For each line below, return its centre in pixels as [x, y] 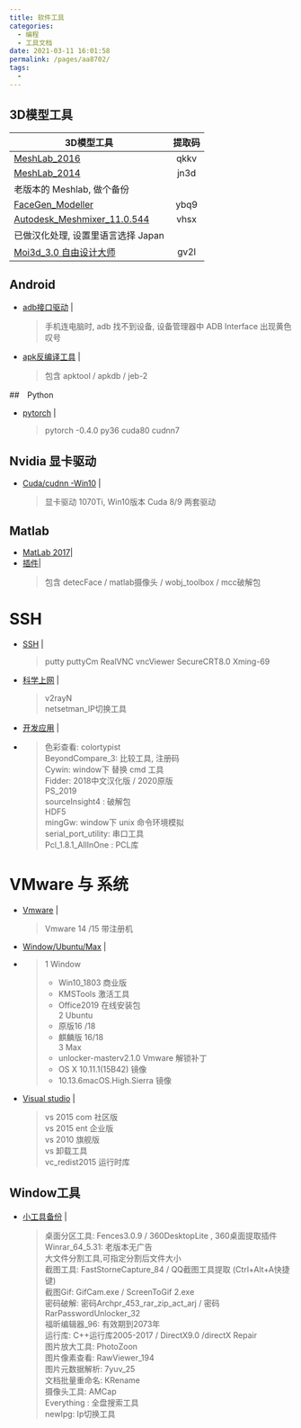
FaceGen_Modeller [54, 204]
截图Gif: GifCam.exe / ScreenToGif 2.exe [120, 1291]
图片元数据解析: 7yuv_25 [90, 1369]
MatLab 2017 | [48, 552]
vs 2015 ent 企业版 [79, 1128]
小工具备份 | [44, 1217]
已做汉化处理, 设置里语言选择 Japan [89, 235]
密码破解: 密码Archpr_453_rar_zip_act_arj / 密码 [132, 1303]
